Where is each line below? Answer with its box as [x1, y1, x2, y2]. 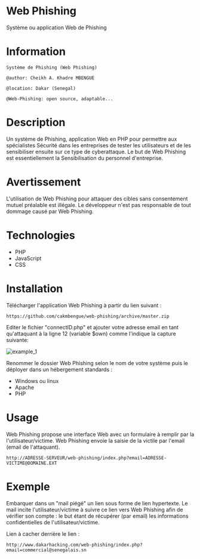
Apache [14, 384, 35, 391]
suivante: [6, 336, 29, 344]
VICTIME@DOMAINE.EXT [6, 460, 58, 466]
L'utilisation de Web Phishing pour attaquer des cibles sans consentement [6, 195, 188, 202]
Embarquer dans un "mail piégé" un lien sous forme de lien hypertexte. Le [6, 499, 188, 507]
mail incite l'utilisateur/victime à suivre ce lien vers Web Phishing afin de [6, 506, 183, 513]
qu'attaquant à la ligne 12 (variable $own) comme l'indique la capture [6, 330, 176, 337]
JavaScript [14, 255, 42, 262]
